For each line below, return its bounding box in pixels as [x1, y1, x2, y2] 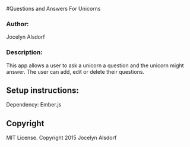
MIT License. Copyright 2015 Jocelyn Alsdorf [6, 134, 117, 142]
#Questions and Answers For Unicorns [6, 5, 101, 12]
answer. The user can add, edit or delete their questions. [6, 68, 145, 75]
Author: [6, 20, 29, 28]
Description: [6, 48, 43, 57]
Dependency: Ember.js [6, 101, 62, 108]
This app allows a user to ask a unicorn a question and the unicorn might [6, 62, 184, 69]
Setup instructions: [6, 85, 79, 95]
